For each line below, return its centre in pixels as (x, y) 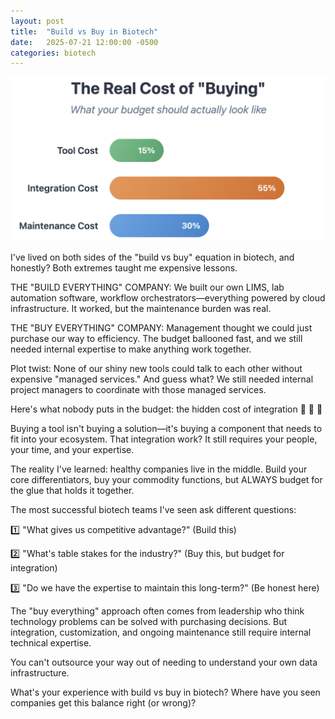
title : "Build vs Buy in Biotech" (84, 31)
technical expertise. (51, 642)
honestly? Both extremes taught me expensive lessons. (124, 267)
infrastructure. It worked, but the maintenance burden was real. (141, 308)
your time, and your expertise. (72, 449)
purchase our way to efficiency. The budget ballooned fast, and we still (156, 338)
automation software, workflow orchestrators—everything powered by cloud (168, 297)
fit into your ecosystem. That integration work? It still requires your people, (164, 439)
